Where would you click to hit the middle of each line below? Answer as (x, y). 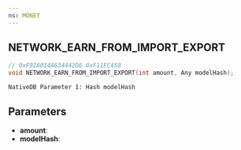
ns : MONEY (24, 15)
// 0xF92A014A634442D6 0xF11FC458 (65, 66)
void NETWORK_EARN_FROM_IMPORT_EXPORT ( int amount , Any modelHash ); (121, 73)
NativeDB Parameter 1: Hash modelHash (72, 88)
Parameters (37, 111)
